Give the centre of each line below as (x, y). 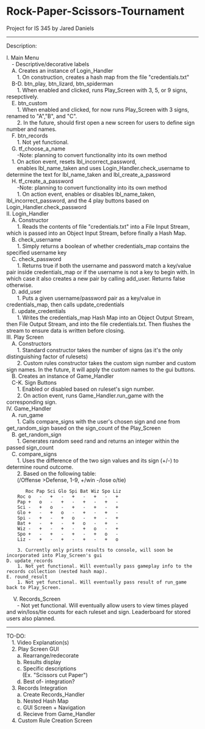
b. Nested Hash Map (43, 701)
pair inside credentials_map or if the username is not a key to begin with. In (101, 272)
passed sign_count (30, 447)
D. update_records (30, 561)
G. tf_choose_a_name (39, 149)
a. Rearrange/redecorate (48, 655)
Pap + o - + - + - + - (68, 502)
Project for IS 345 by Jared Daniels (50, 28)
